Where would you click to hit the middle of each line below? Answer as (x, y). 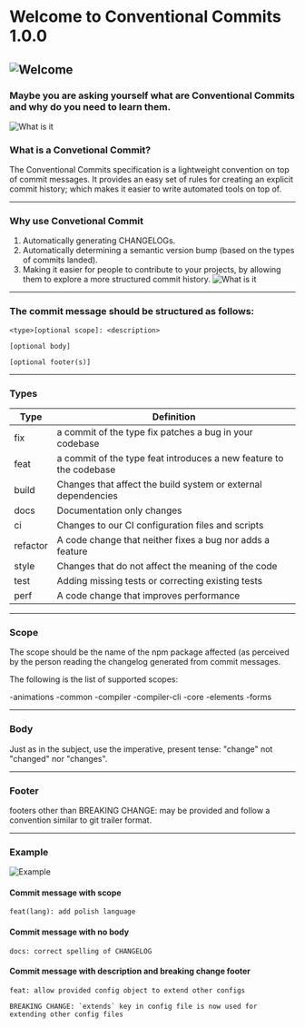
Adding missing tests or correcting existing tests (160, 581)
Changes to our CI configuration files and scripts (160, 526)
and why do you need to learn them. (90, 106)
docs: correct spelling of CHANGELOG (81, 951)
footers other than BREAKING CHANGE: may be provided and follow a (140, 810)
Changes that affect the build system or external (159, 485)
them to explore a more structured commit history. (116, 280)
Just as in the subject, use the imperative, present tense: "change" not (141, 749)
